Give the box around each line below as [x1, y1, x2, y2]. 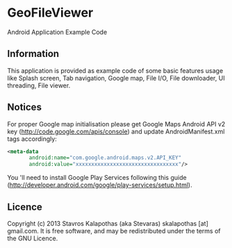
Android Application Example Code [7, 28, 108, 36]
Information [7, 48, 60, 60]
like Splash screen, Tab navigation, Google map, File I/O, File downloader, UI [7, 74, 225, 82]
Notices [7, 101, 42, 113]
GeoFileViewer [7, 5, 94, 21]
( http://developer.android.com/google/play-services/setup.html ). [7, 181, 192, 189]
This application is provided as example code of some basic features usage [7, 66, 224, 74]
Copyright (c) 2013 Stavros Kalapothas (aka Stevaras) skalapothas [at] [7, 220, 208, 227]
